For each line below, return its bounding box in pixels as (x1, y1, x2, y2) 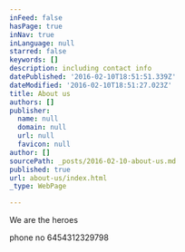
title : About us (9, 89, 71, 98)
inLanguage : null (9, 38, 75, 48)
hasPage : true (9, 22, 63, 31)
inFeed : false (9, 13, 63, 23)
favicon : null (17, 140, 71, 149)
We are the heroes (9, 215, 79, 226)
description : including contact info (9, 64, 152, 73)
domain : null (17, 123, 67, 132)
